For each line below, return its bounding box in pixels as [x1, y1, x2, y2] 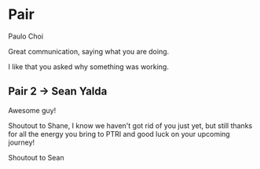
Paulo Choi [8, 31, 44, 41]
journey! [8, 138, 35, 147]
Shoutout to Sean [8, 152, 64, 162]
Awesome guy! [8, 105, 57, 115]
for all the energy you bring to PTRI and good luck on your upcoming [8, 129, 230, 138]
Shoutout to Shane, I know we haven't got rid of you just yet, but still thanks [8, 120, 253, 130]
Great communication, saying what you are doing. [8, 46, 170, 56]
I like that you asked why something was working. [8, 61, 169, 72]
